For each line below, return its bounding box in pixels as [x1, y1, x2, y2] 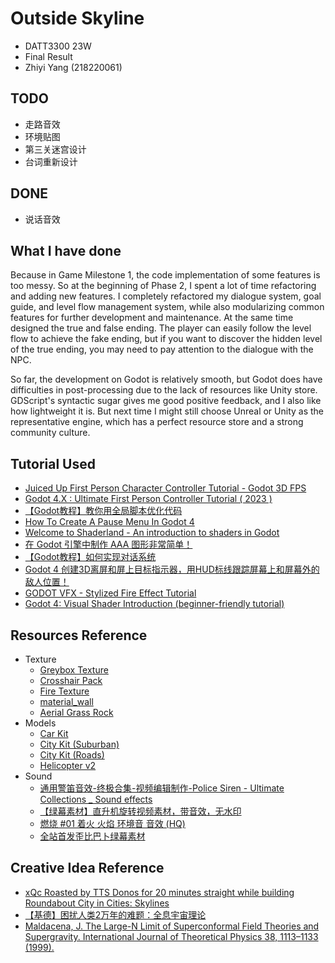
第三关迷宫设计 [24, 143, 87, 155]
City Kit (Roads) [39, 749, 105, 761]
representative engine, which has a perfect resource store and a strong [10, 416, 304, 428]
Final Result [24, 50, 73, 62]
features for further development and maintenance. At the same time [10, 312, 294, 324]
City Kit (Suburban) [39, 738, 120, 750]
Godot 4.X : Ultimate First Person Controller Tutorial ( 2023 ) [24, 493, 273, 505]
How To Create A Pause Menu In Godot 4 [24, 516, 195, 528]
